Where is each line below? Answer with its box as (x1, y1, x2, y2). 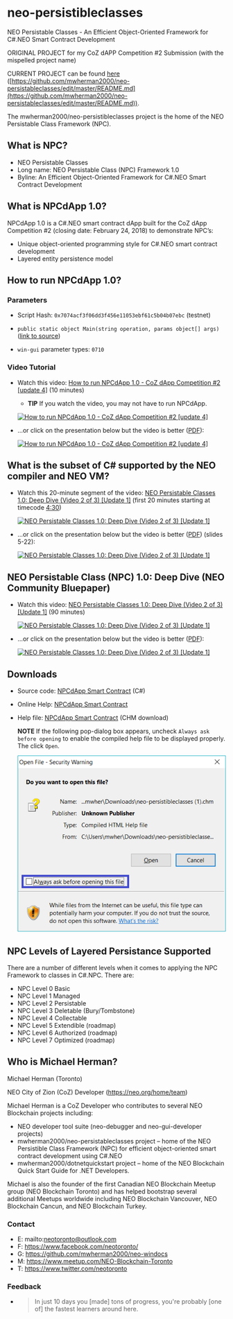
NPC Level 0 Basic (17, 984, 71, 992)
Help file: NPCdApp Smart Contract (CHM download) (17, 713, 169, 722)
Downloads (7, 668, 58, 680)
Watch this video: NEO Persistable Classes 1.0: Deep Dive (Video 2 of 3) (17, 601, 223, 609)
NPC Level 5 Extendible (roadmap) (17, 1021, 116, 1029)
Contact (7, 1219, 35, 1229)
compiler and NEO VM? (7, 470, 110, 482)
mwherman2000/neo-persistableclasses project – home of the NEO (17, 1137, 212, 1145)
